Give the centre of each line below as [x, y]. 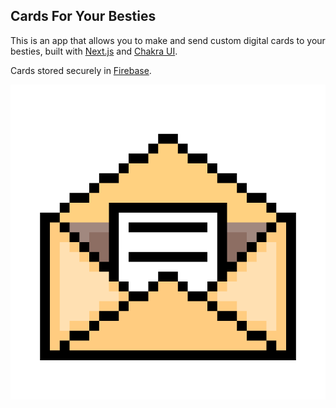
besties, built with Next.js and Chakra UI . [94, 51]
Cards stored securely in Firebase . [81, 70]
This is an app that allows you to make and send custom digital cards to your [168, 40]
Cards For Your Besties [83, 16]
